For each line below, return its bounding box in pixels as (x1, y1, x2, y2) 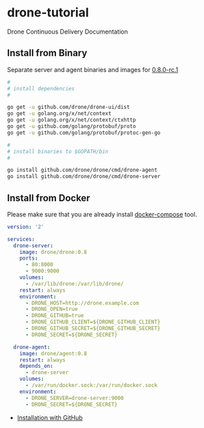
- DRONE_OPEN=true (25, 306, 78, 313)
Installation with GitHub (16, 413, 84, 422)
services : (7, 236, 36, 242)
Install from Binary (7, 47, 88, 59)
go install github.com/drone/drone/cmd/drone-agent (7, 166, 157, 174)
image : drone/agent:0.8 (19, 350, 88, 357)
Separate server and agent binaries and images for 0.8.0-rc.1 (7, 65, 179, 73)
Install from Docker (7, 192, 90, 203)
